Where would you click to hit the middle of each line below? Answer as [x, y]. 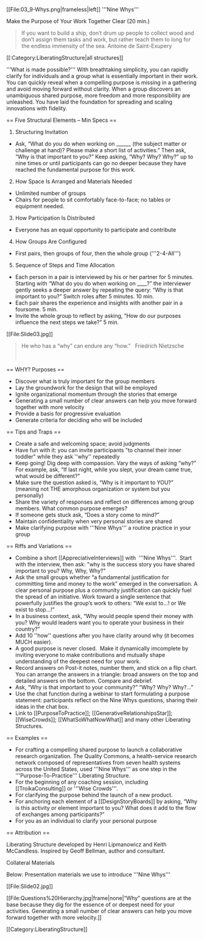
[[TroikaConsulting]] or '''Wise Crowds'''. [66, 788]
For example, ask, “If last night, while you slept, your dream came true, [104, 469]
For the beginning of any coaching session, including [82, 782]
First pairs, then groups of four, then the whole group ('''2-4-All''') [98, 253]
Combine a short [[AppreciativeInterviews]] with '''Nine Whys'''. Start [103, 558]
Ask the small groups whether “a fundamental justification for [92, 577]
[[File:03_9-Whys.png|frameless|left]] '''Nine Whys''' [72, 9]
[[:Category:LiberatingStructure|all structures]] [65, 58]
